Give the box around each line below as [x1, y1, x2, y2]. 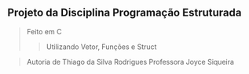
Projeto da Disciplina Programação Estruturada [7, 6, 242, 19]
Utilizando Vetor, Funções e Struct [46, 42, 157, 51]
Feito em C [26, 26, 62, 36]
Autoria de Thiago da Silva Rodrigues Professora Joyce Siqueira [26, 57, 235, 66]
